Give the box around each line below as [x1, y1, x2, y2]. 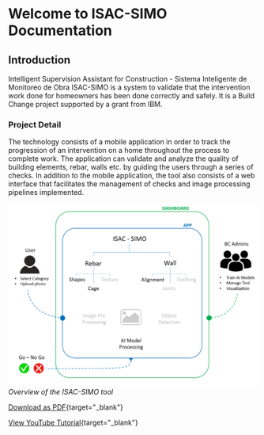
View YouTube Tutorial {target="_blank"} [8, 418, 138, 427]
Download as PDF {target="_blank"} [8, 402, 124, 412]
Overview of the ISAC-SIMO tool [8, 387, 114, 396]
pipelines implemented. [8, 188, 85, 197]
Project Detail [8, 119, 62, 130]
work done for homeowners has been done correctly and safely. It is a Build [8, 91, 255, 100]
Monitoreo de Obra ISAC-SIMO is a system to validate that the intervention [8, 82, 251, 92]
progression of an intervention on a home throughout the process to [8, 146, 230, 155]
